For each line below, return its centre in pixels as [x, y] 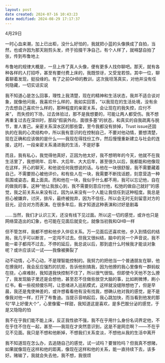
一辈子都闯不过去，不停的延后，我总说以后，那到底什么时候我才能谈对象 [82, 244]
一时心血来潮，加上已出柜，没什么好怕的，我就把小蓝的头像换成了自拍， [78, 44]
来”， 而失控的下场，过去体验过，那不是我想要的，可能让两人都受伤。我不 [80, 114]
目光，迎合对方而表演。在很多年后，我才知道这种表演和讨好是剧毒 [72, 204]
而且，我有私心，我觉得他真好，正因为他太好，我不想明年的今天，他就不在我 [82, 155]
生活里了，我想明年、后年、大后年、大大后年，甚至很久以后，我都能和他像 [80, 162]
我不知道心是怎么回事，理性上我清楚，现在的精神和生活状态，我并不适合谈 [80, 96]
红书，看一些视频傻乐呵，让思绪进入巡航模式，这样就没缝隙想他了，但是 [78, 285]
